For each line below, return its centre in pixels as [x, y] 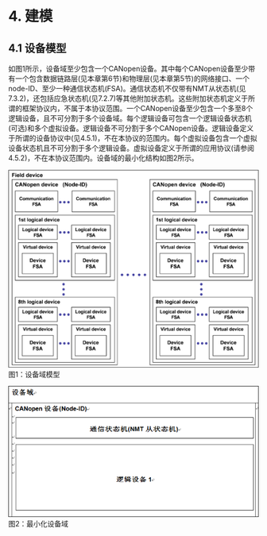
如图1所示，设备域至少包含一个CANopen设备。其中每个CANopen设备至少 [128, 69]
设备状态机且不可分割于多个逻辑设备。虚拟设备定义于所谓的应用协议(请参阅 [132, 148]
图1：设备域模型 [34, 374]
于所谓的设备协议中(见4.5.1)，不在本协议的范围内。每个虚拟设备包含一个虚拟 [133, 138]
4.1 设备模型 [37, 48]
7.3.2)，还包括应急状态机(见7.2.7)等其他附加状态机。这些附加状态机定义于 [128, 98]
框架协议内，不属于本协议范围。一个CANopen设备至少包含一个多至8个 [137, 108]
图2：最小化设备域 [39, 523]
